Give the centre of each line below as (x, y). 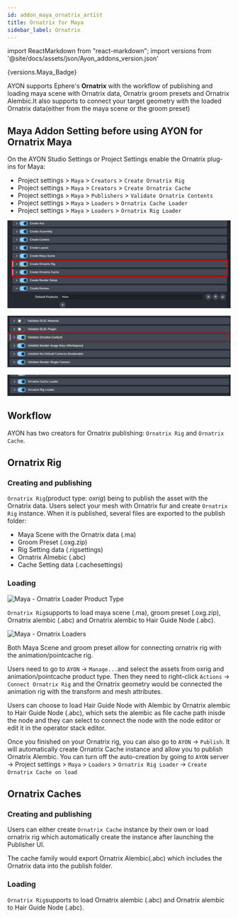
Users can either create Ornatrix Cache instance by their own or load (108, 829)
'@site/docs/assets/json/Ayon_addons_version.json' (83, 59)
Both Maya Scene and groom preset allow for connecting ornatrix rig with (114, 647)
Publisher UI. (26, 845)
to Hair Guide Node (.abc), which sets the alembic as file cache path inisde (116, 712)
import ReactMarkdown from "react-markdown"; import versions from (109, 51)
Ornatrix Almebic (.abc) (52, 558)
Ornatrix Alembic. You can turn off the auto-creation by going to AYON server (118, 756)
